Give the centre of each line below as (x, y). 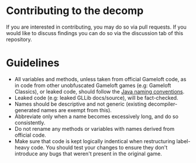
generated (27, 110)
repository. (19, 39)
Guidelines (33, 63)
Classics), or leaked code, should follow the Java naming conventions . (99, 91)
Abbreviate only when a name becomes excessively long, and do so (96, 116)
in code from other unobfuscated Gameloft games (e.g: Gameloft (93, 85)
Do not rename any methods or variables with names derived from (94, 129)
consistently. (30, 122)
